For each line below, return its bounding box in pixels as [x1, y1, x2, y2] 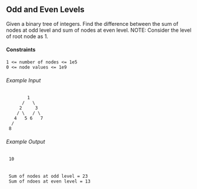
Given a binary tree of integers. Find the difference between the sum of [6, 20, 179, 27]
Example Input [6, 76, 41, 84]
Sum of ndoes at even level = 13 [8, 178, 91, 184]
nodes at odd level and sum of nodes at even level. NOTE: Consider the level [6, 26, 192, 33]
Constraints [6, 46, 36, 53]
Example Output [6, 138, 45, 145]
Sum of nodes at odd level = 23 [8, 173, 88, 180]
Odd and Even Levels [6, 5, 85, 15]
